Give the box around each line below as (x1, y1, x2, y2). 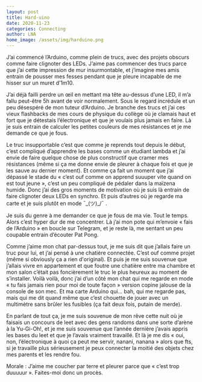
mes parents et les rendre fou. (6, 351, 81, 358)
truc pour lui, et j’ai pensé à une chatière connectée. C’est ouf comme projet (6, 249, 195, 256)
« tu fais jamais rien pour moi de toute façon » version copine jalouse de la (6, 282, 191, 288)
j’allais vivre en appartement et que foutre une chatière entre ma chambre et (6, 262, 195, 269)
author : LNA (6, 31, 36, 37)
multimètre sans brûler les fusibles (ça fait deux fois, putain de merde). (6, 300, 182, 308)
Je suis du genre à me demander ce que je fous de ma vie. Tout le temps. (6, 212, 189, 219)
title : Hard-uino (6, 15, 50, 21)
